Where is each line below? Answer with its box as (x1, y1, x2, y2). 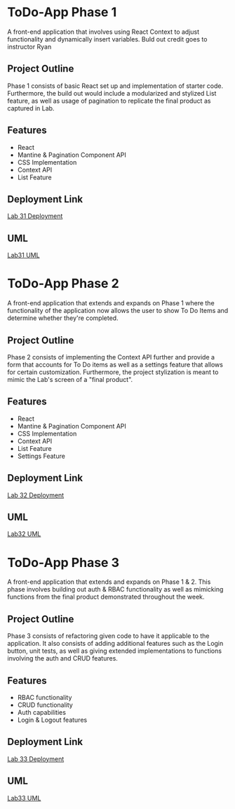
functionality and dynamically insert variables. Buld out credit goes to (7, 34, 208, 43)
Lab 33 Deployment (7, 754, 65, 763)
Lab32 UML (7, 530, 41, 538)
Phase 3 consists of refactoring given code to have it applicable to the (7, 632, 210, 640)
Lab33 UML (7, 794, 41, 802)
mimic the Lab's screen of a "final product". (7, 375, 133, 383)
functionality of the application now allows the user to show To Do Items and (7, 307, 229, 315)
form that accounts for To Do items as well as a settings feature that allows (7, 360, 223, 369)
